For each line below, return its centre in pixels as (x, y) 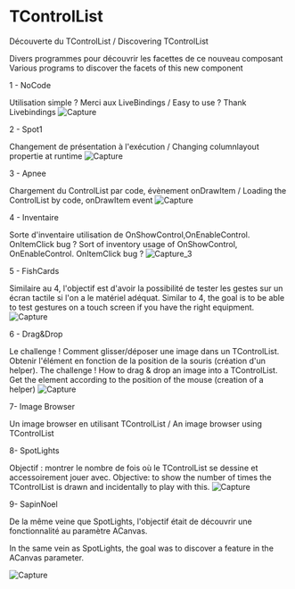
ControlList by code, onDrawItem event (81, 200)
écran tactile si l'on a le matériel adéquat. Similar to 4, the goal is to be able (147, 297)
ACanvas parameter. (47, 557)
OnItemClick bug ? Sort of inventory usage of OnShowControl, (123, 244)
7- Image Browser (42, 406)
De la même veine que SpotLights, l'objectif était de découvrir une (131, 521)
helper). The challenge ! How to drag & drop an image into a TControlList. (143, 370)
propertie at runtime (46, 156)
